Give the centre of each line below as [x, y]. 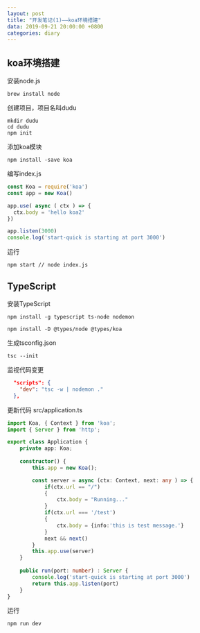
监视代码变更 [25, 370]
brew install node [34, 94]
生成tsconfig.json [32, 343]
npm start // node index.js [48, 265]
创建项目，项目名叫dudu [42, 108]
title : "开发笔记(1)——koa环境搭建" [54, 20]
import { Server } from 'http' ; [54, 430]
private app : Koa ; [46, 448]
